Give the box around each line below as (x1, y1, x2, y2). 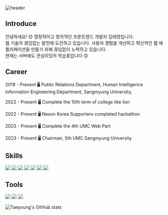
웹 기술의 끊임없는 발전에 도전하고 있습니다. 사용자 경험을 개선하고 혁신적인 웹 (5, 40, 158, 46)
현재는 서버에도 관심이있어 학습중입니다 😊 (5, 52, 89, 58)
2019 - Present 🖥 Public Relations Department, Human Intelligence (5, 81, 143, 87)
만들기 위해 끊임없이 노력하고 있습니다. (31, 46, 107, 52)
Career (5, 67, 28, 76)
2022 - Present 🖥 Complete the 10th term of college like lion (5, 99, 130, 105)
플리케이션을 (5, 46, 30, 52)
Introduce (5, 19, 37, 28)
